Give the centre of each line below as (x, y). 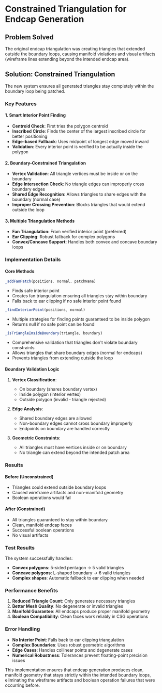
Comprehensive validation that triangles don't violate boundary (75, 342)
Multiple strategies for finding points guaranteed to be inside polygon (81, 319)
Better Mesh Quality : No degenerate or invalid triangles (67, 606)
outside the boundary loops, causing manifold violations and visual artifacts (80, 54)
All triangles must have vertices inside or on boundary (73, 448)
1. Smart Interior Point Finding (36, 115)
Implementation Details (33, 259)
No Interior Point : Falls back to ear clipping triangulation (68, 640)
